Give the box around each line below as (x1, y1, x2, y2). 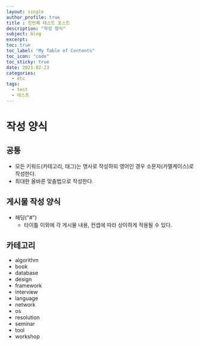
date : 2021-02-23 (6, 64, 50, 71)
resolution (14, 314, 40, 321)
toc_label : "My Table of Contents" (6, 48, 95, 54)
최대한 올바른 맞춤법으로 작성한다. (14, 177, 94, 184)
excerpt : (6, 37, 28, 43)
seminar (14, 320, 35, 327)
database (14, 269, 38, 277)
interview (14, 289, 38, 296)
